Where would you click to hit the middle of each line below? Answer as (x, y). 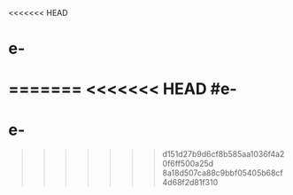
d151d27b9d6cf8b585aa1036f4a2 (224, 154)
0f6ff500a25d (188, 164)
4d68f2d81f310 (190, 183)
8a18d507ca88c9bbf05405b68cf (223, 173)
